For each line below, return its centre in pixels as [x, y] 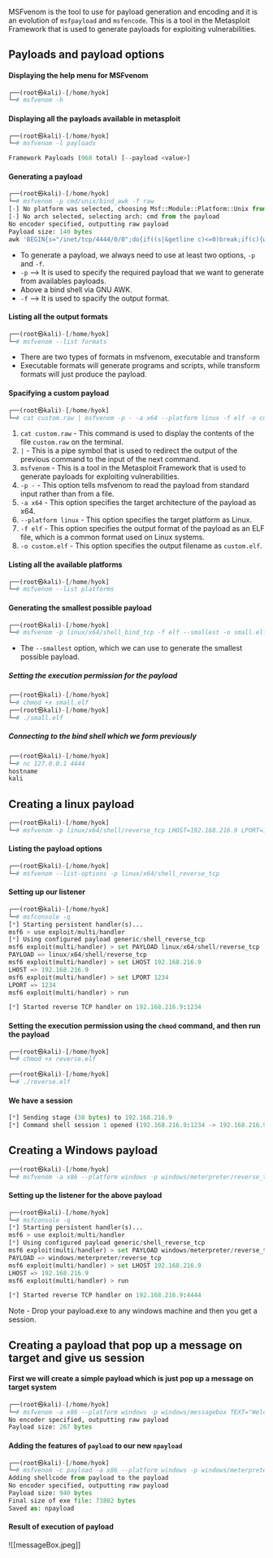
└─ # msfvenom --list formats [58, 341]
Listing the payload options [56, 849]
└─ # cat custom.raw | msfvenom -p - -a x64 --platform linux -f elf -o [132, 418]
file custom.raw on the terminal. [72, 442]
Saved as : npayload [41, 1508]
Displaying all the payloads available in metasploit [95, 118]
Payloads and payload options [87, 55]
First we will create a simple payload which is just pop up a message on [131, 1379]
